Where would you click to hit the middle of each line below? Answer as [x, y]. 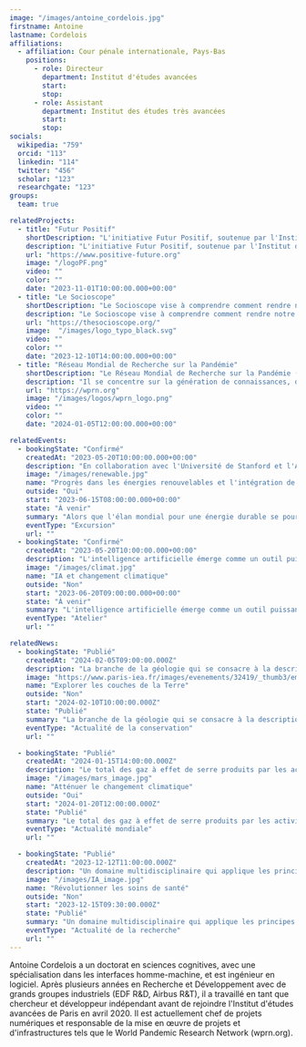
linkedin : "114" [48, 162]
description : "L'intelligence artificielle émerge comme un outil [154, 559]
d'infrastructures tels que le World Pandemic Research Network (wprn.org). [151, 1032]
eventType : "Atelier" [66, 619]
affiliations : [36, 43]
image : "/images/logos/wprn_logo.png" [99, 399]
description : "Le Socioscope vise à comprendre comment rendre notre [161, 314]
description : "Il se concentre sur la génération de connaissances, [158, 382]
